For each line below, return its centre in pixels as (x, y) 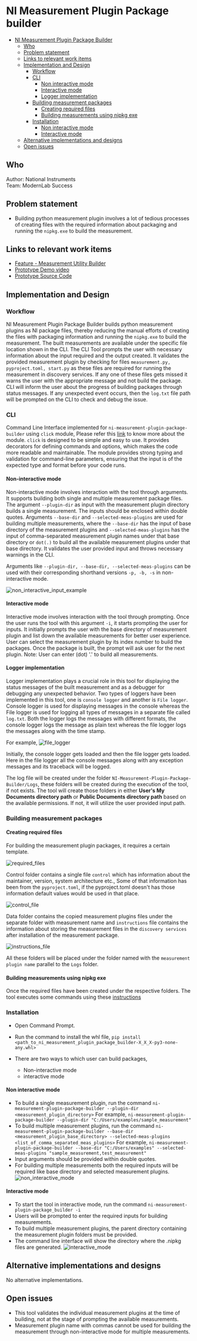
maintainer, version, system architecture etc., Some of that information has (96, 881)
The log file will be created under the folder (59, 778)
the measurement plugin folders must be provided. (76, 1234)
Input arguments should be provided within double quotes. (86, 1159)
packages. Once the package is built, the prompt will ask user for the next (96, 648)
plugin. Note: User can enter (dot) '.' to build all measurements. (82, 654)
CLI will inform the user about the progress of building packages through (94, 387)
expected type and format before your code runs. (66, 465)
